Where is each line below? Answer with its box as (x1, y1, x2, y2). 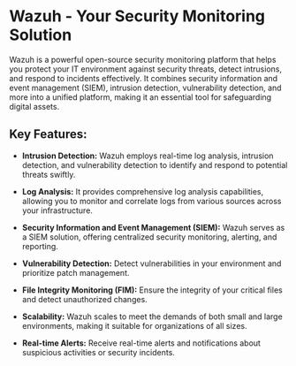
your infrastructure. (21, 205, 93, 216)
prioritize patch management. (21, 267, 130, 278)
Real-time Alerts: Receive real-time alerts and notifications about (21, 338, 261, 348)
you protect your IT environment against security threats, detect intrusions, (9, 64, 283, 74)
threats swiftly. (21, 169, 76, 179)
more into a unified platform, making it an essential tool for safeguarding (9, 91, 272, 103)
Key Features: (9, 126, 87, 142)
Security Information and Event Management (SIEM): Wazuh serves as (21, 222, 285, 233)
